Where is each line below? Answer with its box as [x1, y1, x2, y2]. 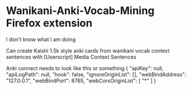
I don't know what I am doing [6, 36, 76, 43]
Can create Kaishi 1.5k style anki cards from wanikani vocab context [6, 47, 170, 54]
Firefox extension [6, 16, 93, 30]
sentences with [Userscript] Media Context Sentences [6, 53, 137, 60]
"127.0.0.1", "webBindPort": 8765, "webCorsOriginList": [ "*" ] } [6, 77, 156, 84]
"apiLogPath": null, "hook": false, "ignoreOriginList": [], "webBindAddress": [6, 71, 187, 78]
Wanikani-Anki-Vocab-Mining [6, 4, 155, 18]
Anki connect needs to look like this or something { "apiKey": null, [6, 64, 164, 71]
